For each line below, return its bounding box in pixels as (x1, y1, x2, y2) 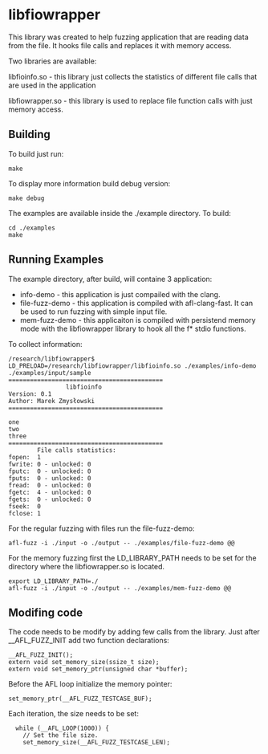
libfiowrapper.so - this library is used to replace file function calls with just (8, 96, 253, 105)
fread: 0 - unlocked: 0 (8, 481, 91, 489)
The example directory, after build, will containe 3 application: (8, 274, 213, 283)
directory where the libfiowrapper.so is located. (8, 561, 165, 571)
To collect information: (8, 339, 83, 348)
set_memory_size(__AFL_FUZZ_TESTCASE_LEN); (22, 739, 171, 747)
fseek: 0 (8, 502, 42, 511)
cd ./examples (8, 223, 56, 232)
